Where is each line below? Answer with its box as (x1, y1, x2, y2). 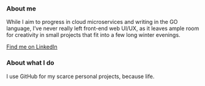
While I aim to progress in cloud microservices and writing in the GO (6, 18, 178, 26)
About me (6, 4, 37, 13)
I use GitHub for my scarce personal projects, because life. (6, 72, 155, 80)
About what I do (6, 58, 54, 67)
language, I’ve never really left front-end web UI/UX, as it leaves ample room (6, 25, 199, 32)
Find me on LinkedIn (6, 43, 58, 50)
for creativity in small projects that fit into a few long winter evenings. (6, 31, 181, 39)
